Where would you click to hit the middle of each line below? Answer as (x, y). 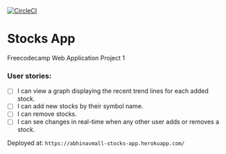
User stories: (29, 76)
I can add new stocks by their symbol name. (80, 106)
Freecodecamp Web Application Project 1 (66, 58)
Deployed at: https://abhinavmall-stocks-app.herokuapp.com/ (96, 143)
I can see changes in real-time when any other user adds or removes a (118, 122)
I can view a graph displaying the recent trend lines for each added (113, 91)
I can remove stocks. (47, 114)
